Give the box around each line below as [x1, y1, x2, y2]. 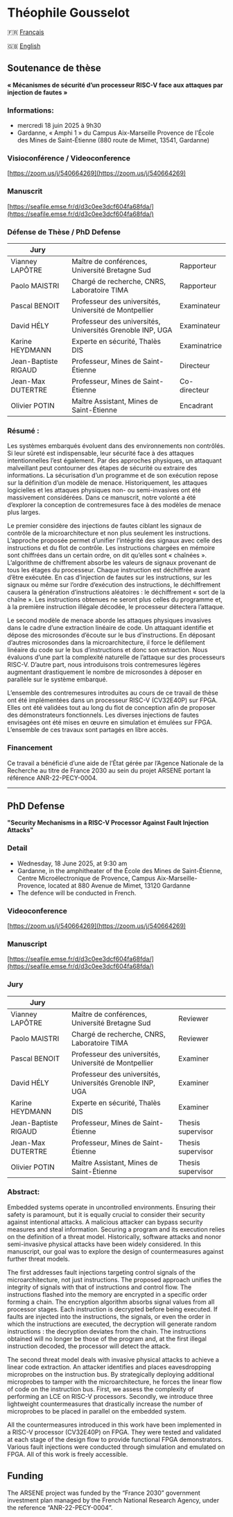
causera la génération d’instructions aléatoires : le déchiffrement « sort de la [7, 588, 225, 597]
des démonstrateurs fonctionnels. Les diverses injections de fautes [7, 711, 199, 720]
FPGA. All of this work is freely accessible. [7, 1450, 128, 1458]
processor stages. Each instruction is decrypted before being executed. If [7, 1304, 218, 1313]
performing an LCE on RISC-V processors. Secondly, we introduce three [7, 1392, 214, 1400]
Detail [7, 843, 28, 853]
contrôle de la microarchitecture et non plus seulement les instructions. [7, 529, 211, 538]
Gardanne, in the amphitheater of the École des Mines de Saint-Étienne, [17, 866, 223, 874]
